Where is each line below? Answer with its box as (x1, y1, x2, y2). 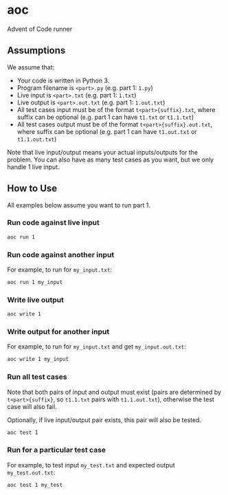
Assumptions (7, 45, 66, 56)
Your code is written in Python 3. (16, 76, 110, 85)
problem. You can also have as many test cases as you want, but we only (7, 155, 214, 164)
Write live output (7, 295, 64, 305)
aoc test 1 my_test (7, 481, 63, 488)
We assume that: (7, 63, 55, 71)
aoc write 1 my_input (7, 356, 69, 363)
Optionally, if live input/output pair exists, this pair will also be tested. (7, 415, 201, 424)
